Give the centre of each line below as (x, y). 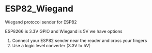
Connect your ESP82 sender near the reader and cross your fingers (79, 40)
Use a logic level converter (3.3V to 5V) (51, 45)
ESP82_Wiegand (39, 9)
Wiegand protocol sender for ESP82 (41, 22)
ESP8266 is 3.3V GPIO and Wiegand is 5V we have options (64, 31)
